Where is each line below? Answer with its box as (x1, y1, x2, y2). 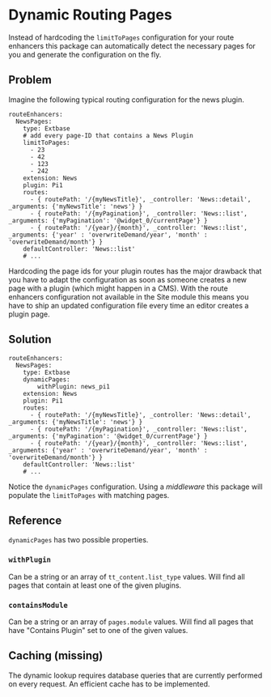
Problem (8, 73, 53, 87)
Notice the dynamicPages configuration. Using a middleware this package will (8, 482, 263, 491)
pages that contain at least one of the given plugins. (8, 580, 182, 590)
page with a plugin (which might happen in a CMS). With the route (8, 283, 228, 293)
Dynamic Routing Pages (8, 6, 172, 24)
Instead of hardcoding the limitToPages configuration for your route (8, 32, 235, 42)
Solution (8, 333, 52, 346)
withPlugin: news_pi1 (37, 382, 111, 390)
